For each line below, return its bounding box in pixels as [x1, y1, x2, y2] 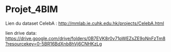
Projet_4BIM [5, 4, 58, 15]
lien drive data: [5, 30, 37, 36]
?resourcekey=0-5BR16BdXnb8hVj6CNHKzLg [5, 40, 102, 46]
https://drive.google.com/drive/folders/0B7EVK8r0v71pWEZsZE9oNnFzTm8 [5, 35, 166, 41]
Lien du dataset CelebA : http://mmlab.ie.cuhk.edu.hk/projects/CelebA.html [5, 20, 164, 26]
